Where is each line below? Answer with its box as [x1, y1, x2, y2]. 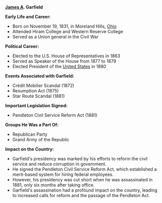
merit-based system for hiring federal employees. [12, 171, 114, 177]
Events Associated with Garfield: [5, 73, 74, 79]
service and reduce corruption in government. [12, 161, 107, 167]
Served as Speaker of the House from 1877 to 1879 [12, 58, 116, 64]
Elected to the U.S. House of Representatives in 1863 [12, 53, 120, 59]
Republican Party [12, 131, 48, 137]
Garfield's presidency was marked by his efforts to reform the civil [12, 156, 148, 162]
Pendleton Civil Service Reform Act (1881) [12, 112, 98, 118]
